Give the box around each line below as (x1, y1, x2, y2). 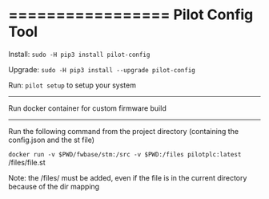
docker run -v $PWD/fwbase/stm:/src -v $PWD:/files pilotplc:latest (8, 150, 242, 158)
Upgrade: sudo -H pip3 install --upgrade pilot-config (8, 64, 196, 74)
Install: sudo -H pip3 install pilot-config (8, 49, 151, 59)
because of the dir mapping (8, 181, 100, 191)
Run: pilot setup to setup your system (8, 80, 136, 90)
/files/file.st (8, 157, 46, 167)
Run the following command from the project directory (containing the (8, 126, 239, 136)
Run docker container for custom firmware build (8, 103, 167, 113)
